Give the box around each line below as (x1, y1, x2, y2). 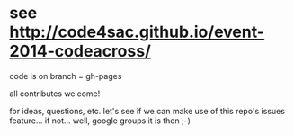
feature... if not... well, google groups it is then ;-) (9, 115, 192, 126)
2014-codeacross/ (9, 41, 151, 61)
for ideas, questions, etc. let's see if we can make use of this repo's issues (9, 105, 286, 116)
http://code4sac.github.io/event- (9, 22, 265, 42)
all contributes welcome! (9, 88, 101, 99)
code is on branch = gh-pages (9, 70, 122, 81)
